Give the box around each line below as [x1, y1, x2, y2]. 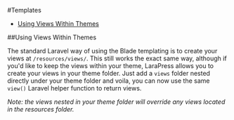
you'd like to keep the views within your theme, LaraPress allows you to [7, 62, 214, 69]
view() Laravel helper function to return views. [7, 84, 142, 92]
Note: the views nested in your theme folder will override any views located [7, 98, 226, 106]
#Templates [7, 6, 42, 14]
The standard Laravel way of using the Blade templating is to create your [7, 47, 218, 55]
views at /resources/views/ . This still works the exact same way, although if [7, 54, 227, 62]
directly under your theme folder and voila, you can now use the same [7, 76, 210, 85]
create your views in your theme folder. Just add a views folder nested [7, 69, 211, 77]
